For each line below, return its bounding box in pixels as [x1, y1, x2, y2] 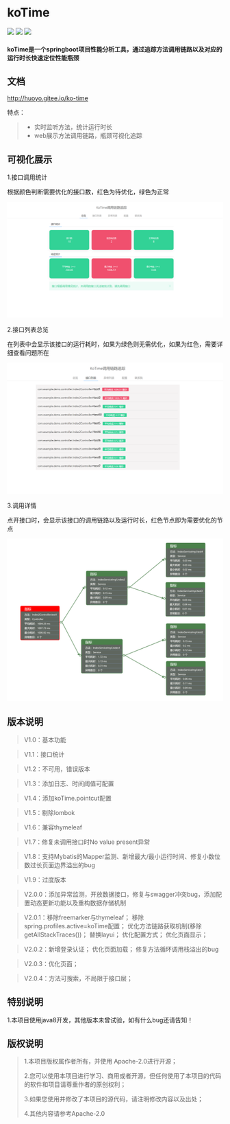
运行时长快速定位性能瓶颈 [7, 54, 79, 62]
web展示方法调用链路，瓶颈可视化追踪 [34, 132, 142, 140]
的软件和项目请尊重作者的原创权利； [23, 1080, 127, 1089]
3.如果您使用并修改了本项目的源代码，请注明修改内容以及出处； [23, 1095, 204, 1103]
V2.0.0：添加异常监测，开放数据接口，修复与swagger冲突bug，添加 [23, 890, 216, 898]
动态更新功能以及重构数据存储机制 [29, 898, 127, 907]
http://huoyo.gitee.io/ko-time [7, 94, 89, 102]
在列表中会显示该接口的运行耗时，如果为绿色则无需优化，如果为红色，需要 [7, 340, 217, 348]
